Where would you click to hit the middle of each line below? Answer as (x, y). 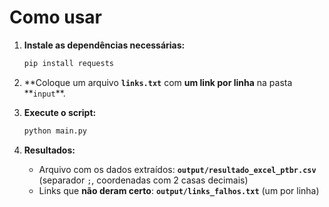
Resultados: (49, 150)
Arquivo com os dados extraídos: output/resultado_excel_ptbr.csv (177, 169)
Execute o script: (60, 112)
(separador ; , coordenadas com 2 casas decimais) (143, 180)
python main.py (55, 131)
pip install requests (68, 63)
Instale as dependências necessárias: (104, 45)
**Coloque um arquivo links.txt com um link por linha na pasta (158, 82)
